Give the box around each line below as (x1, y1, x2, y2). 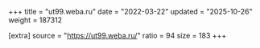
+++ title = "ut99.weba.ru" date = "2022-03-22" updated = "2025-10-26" (8, 7, 253, 16)
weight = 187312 (8, 15, 63, 25)
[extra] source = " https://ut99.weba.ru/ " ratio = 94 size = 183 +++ (8, 31, 227, 40)
